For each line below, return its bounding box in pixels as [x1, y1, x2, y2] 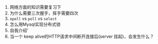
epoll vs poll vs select [9, 16, 57, 21]
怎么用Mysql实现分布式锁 [9, 21, 61, 27]
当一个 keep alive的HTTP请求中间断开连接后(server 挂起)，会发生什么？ [9, 33, 154, 39]
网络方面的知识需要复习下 [9, 4, 61, 10]
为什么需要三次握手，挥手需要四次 [9, 10, 79, 16]
